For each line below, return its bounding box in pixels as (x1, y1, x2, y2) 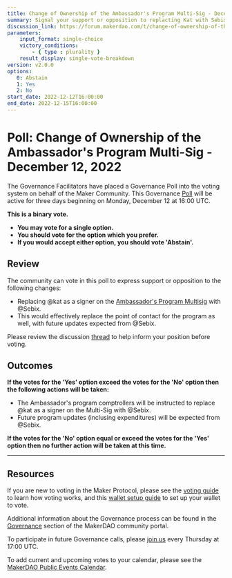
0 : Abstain (16, 74, 48, 81)
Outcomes (7, 360, 53, 372)
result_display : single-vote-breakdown (19, 55, 135, 62)
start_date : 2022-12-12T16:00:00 (7, 94, 104, 101)
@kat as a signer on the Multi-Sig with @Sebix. (17, 406, 151, 414)
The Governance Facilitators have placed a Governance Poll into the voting (7, 182, 220, 190)
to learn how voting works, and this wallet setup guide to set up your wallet (7, 494, 221, 502)
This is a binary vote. (7, 210, 69, 218)
